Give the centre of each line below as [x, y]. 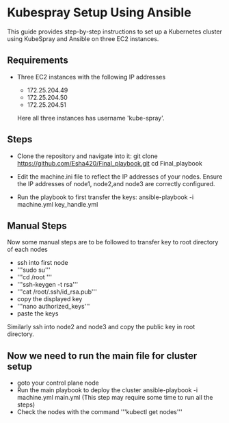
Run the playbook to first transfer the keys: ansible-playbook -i [105, 197]
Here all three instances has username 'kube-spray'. [91, 118]
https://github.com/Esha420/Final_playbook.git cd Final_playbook [110, 163]
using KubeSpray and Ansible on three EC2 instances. [83, 38]
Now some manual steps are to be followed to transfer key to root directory [113, 242]
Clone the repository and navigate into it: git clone [87, 156]
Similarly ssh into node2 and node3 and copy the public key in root [101, 327]
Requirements [38, 61]
